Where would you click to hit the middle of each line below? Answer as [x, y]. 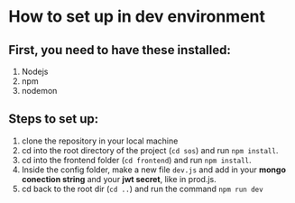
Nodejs [35, 71]
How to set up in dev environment [137, 17]
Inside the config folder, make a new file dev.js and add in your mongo [153, 170]
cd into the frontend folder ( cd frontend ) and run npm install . [136, 160]
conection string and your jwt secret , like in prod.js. [119, 179]
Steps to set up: [54, 119]
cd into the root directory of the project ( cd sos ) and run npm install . [150, 150]
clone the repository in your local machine [100, 141]
